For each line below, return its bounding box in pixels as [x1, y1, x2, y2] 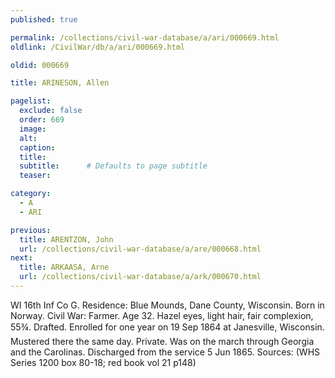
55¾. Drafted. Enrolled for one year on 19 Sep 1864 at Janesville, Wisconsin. [10, 321, 325, 333]
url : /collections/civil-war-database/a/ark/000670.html [19, 272, 262, 282]
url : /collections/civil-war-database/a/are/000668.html [19, 244, 262, 254]
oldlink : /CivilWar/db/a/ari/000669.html [10, 42, 186, 52]
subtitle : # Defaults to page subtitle [19, 161, 208, 171]
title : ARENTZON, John [19, 234, 114, 245]
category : [10, 189, 52, 199]
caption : [19, 142, 56, 153]
